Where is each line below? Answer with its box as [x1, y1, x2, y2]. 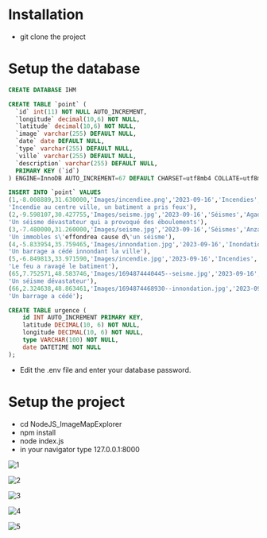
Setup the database [8, 60, 141, 78]
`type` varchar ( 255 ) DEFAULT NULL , [15, 145, 133, 153]
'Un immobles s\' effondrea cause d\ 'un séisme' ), [8, 233, 176, 241]
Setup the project [8, 393, 126, 411]
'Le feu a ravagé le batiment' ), [8, 262, 119, 271]
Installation [8, 6, 84, 24]
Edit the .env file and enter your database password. [19, 365, 192, 374]
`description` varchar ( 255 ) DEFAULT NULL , [15, 159, 158, 168]
